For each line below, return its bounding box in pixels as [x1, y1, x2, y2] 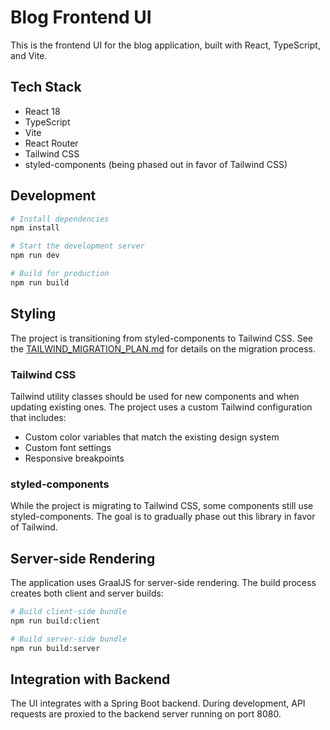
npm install [10, 223, 60, 233]
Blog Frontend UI [10, 6, 152, 29]
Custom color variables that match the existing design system [24, 431, 280, 443]
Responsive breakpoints [24, 452, 125, 464]
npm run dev [10, 251, 60, 261]
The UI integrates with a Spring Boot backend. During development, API [10, 697, 306, 710]
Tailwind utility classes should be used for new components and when [10, 390, 300, 402]
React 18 [24, 105, 61, 117]
